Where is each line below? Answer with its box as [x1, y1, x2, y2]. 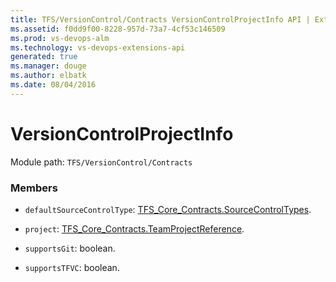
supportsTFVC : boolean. [24, 261, 120, 273]
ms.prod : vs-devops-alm [10, 33, 110, 43]
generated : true [10, 52, 78, 62]
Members [10, 181, 58, 195]
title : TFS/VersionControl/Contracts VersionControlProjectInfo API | [10, 14, 311, 25]
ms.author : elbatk [10, 71, 87, 81]
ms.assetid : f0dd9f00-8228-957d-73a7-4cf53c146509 [10, 24, 226, 34]
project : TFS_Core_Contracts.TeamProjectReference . [24, 222, 245, 235]
